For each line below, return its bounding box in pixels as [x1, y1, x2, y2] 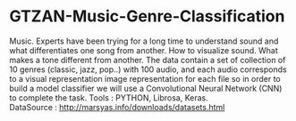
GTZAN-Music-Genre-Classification [9, 6, 285, 27]
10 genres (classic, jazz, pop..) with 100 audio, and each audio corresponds [9, 64, 288, 75]
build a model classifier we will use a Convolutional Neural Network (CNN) [9, 83, 283, 93]
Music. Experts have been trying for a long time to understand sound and [9, 36, 279, 46]
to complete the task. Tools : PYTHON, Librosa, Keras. [9, 92, 208, 103]
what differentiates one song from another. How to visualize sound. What [9, 44, 279, 55]
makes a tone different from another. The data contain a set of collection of [9, 54, 286, 65]
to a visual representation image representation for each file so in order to [9, 73, 281, 84]
